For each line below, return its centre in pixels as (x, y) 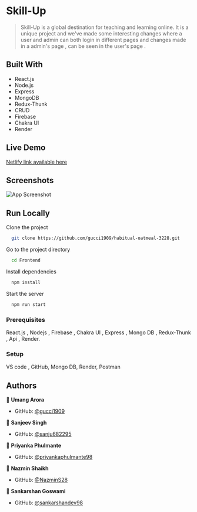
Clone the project (27, 227)
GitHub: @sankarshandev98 (49, 503)
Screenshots (30, 180)
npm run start (29, 304)
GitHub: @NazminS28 (41, 480)
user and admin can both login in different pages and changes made (103, 40)
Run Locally (28, 213)
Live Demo (26, 148)
